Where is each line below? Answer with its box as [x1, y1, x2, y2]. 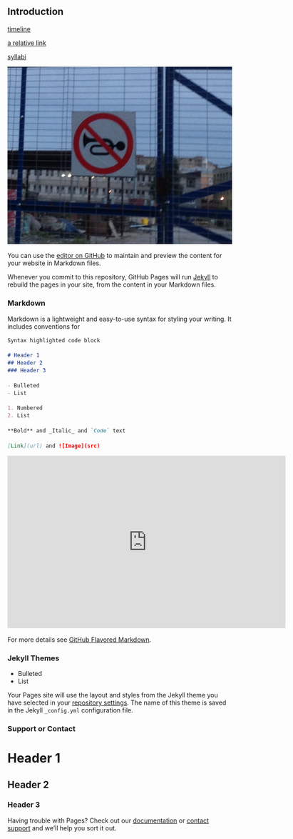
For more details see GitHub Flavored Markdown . [7, 635, 152, 644]
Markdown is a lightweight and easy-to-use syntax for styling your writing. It [7, 314, 232, 323]
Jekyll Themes [7, 653, 60, 663]
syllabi [7, 52, 26, 61]
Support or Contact [7, 723, 76, 733]
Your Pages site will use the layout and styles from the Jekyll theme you [7, 691, 219, 699]
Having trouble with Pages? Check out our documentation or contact [7, 816, 209, 825]
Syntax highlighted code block [7, 337, 101, 344]
